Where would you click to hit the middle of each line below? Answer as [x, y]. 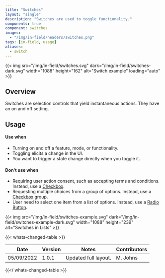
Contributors [132, 250]
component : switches [27, 28]
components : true [23, 24]
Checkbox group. [30, 197]
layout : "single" [23, 14]
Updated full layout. [88, 258]
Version [51, 250]
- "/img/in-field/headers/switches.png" [52, 38]
